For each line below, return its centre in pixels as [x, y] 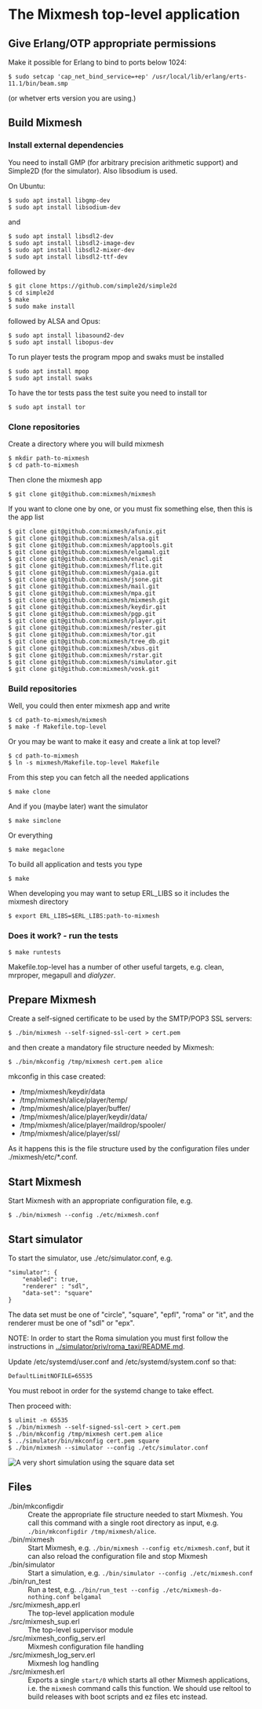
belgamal [87, 1597]
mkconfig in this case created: [57, 1076]
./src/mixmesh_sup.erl [44, 1621]
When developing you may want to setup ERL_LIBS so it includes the [119, 893]
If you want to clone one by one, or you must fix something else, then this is [131, 508]
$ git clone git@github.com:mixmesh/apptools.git [91, 545]
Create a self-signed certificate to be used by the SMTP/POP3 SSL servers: [130, 1018]
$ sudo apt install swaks [50, 378]
